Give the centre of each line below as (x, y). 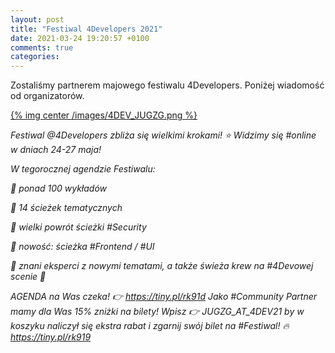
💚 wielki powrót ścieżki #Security (78, 227)
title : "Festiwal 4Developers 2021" (86, 29)
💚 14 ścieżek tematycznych (66, 208)
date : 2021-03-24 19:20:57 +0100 (80, 38)
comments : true (42, 47)
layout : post (37, 19)
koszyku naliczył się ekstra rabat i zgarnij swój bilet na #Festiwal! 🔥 (150, 326)
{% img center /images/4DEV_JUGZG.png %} (104, 115)
